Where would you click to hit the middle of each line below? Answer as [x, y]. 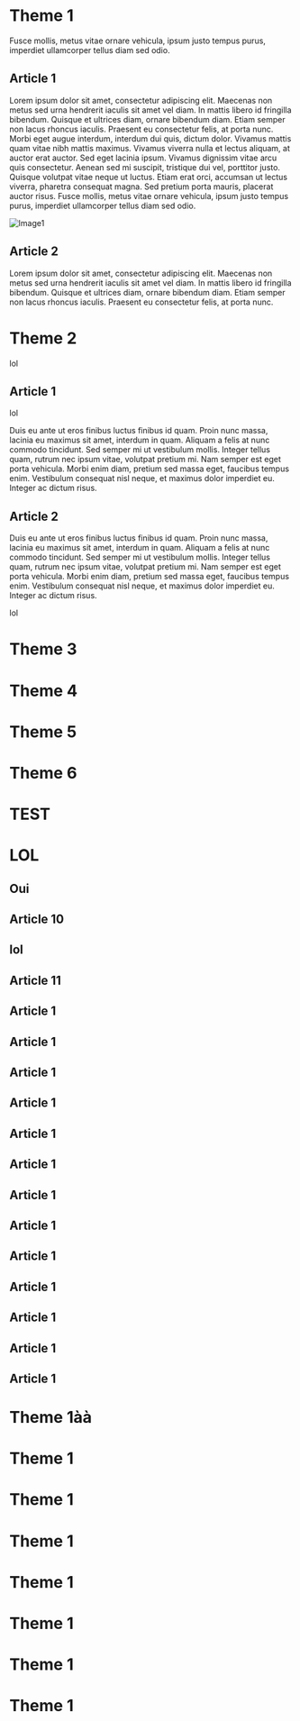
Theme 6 [43, 773]
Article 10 [37, 920]
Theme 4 [44, 691]
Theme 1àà [51, 1418]
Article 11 [35, 980]
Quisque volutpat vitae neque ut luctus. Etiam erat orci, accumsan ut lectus [149, 177]
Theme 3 [43, 649]
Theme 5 [43, 732]
